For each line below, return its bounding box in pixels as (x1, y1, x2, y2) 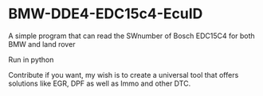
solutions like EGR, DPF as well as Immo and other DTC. (8, 79, 191, 88)
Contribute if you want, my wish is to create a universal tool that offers (8, 70, 239, 79)
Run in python (8, 55, 54, 64)
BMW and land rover (8, 39, 76, 48)
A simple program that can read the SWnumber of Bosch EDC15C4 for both (8, 31, 255, 40)
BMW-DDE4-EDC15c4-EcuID (8, 5, 203, 23)
